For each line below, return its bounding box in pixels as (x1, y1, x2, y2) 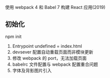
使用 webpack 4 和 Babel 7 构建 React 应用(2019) (5, 4, 106, 10)
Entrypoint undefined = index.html (12, 43, 82, 49)
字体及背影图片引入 (12, 67, 52, 73)
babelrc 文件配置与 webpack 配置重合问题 (12, 61, 98, 67)
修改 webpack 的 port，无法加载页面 (12, 55, 87, 61)
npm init (5, 34, 22, 39)
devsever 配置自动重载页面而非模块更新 (12, 49, 94, 55)
